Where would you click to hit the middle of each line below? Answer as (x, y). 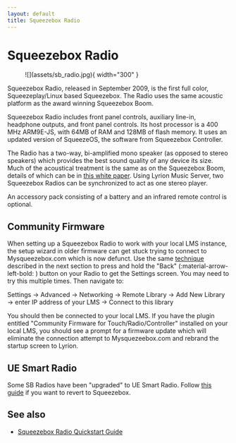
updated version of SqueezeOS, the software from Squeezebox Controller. (115, 140)
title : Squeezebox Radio (44, 20)
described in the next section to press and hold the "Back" (92, 266)
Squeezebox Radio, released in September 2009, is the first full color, (108, 88)
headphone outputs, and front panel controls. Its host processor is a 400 (113, 125)
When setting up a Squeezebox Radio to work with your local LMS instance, (117, 243)
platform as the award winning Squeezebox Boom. (80, 104)
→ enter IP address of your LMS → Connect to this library (91, 302)
